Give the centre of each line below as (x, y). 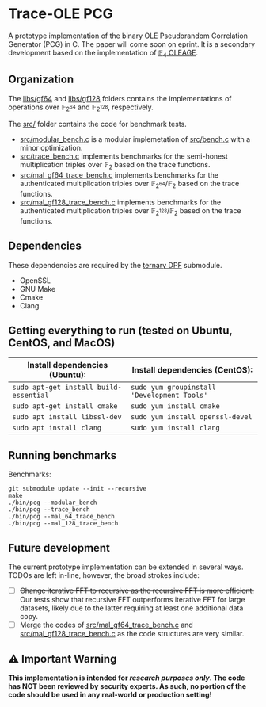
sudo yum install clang (175, 428)
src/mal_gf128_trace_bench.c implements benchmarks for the (120, 202)
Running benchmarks (63, 455)
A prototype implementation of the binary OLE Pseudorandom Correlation (128, 36)
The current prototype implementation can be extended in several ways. (126, 567)
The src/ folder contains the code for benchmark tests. (98, 124)
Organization (41, 80)
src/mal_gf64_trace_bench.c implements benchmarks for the (119, 175)
